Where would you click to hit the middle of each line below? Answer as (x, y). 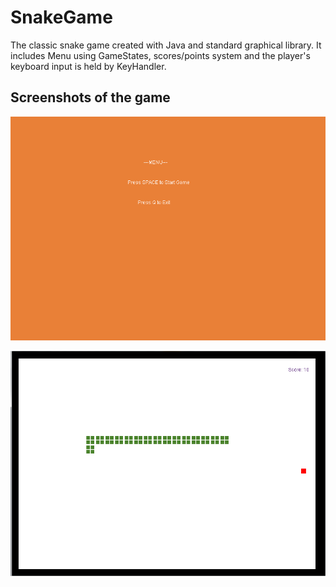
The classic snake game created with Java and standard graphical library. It (166, 45)
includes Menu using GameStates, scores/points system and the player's (160, 55)
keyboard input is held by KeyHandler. (88, 66)
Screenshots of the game (90, 97)
